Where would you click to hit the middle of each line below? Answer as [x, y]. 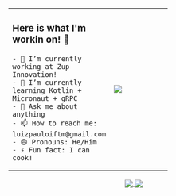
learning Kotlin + [47, 90]
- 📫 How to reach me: [55, 123]
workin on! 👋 [41, 40]
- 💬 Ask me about [45, 106]
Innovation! [35, 74]
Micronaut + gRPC [45, 98]
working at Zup [41, 66]
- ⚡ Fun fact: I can [51, 150]
